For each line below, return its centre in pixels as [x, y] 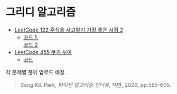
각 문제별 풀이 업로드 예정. [36, 72]
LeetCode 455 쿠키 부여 [43, 52]
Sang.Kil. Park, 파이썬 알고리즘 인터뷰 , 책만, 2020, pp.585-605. [96, 84]
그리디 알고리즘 [41, 12]
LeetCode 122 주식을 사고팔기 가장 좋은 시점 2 [69, 30]
